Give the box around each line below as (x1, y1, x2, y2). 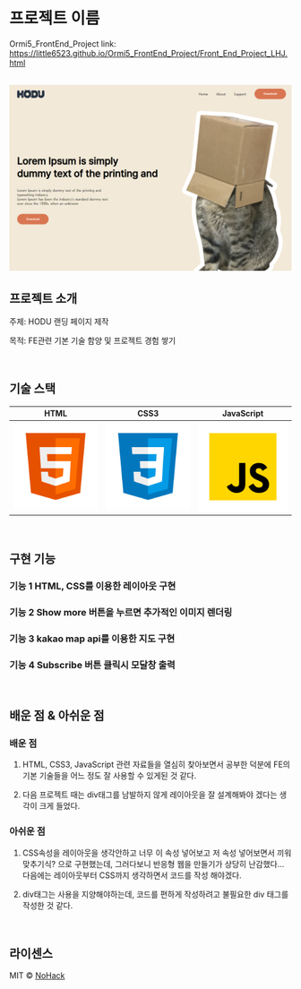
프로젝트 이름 (9, 8, 100, 29)
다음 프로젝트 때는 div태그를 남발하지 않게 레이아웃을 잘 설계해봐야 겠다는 (21, 789, 278, 800)
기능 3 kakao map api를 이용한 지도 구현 (9, 632, 176, 645)
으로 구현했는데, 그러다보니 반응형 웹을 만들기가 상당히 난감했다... (57, 858, 285, 869)
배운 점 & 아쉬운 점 (9, 709, 105, 723)
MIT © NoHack (9, 970, 65, 981)
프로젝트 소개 (9, 290, 78, 305)
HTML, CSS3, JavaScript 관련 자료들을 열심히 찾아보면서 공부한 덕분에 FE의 (21, 759, 291, 770)
